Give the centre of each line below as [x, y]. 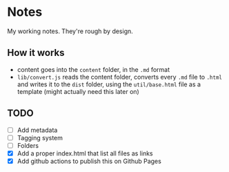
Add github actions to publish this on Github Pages [89, 161]
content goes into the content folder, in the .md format [93, 69]
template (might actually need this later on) [78, 91]
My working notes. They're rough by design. [70, 31]
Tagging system [40, 137]
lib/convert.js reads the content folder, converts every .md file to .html [120, 77]
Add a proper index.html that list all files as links [85, 153]
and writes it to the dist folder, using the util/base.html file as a [109, 84]
